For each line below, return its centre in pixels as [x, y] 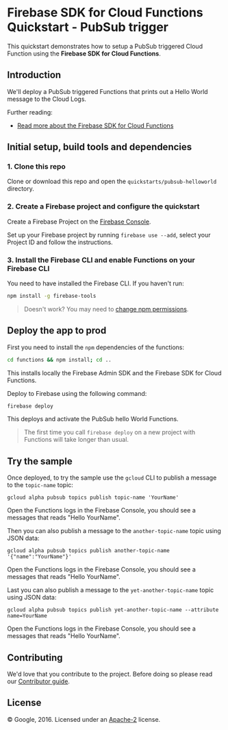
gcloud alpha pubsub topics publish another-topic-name [88, 551]
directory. [21, 189]
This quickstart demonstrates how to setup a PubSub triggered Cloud [105, 46]
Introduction [34, 75]
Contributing [35, 658]
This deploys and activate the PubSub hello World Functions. [93, 419]
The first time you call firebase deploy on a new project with [110, 432]
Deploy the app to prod [57, 331]
